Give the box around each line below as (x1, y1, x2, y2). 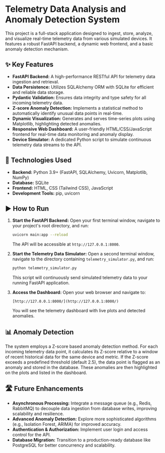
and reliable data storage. (12, 89, 65, 95)
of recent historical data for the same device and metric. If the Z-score (5, 354, 149, 360)
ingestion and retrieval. (12, 79, 59, 84)
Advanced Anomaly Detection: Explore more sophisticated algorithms (12, 416, 157, 422)
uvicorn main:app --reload (12, 232, 68, 238)
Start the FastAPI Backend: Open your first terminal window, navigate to (12, 217, 161, 223)
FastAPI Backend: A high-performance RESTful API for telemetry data (12, 73, 156, 80)
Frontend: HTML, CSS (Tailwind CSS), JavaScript (12, 185, 113, 191)
